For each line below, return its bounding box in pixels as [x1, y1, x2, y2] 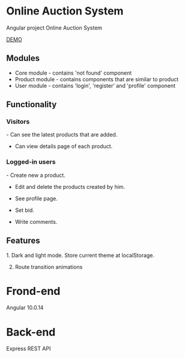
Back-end [6, 325, 56, 339]
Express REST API [6, 345, 51, 353]
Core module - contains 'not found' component [14, 69, 132, 76]
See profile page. [14, 194, 58, 202]
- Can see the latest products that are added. [6, 131, 118, 138]
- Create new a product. [6, 171, 66, 179]
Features [6, 236, 40, 246]
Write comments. [14, 218, 58, 225]
